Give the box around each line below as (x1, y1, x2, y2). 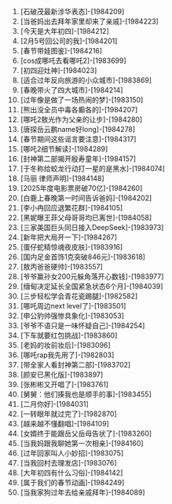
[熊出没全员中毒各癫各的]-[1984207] (20, 105, 138, 114)
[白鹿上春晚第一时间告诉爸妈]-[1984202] (20, 193, 152, 203)
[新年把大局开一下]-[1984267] (20, 232, 117, 242)
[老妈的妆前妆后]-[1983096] (20, 341, 111, 349)
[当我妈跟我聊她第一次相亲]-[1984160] (20, 439, 144, 447)
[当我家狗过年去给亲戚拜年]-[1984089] (20, 488, 145, 497)
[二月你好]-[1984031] (20, 400, 89, 408)
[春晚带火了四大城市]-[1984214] (20, 86, 124, 94)
